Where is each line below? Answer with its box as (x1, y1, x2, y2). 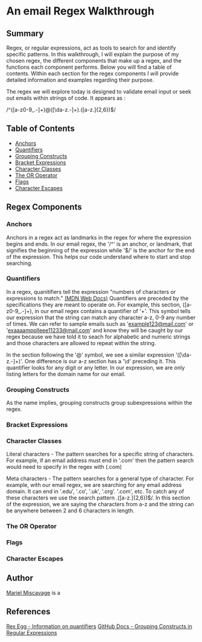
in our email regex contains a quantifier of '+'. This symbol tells (34, 307, 191, 314)
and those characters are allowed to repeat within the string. (6, 339, 156, 346)
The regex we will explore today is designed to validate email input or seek (6, 88, 192, 95)
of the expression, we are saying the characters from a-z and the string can (6, 501, 194, 508)
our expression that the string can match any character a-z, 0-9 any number (6, 314, 196, 321)
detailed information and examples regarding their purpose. (6, 77, 154, 83)
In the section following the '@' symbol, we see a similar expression (6, 351, 175, 358)
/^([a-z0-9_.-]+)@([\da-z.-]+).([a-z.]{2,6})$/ (6, 106, 116, 113)
